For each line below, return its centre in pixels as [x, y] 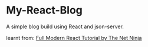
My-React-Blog [44, 10]
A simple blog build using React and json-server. [65, 26]
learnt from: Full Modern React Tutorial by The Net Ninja [74, 38]
